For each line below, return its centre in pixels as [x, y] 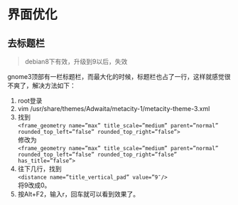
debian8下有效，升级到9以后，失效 [76, 62]
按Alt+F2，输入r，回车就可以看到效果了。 [79, 194]
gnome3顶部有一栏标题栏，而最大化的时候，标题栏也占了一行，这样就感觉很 [119, 77]
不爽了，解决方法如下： [42, 85]
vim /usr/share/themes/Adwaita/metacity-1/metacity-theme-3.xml [114, 109]
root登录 [30, 101]
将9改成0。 [34, 185]
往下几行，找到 [39, 169]
